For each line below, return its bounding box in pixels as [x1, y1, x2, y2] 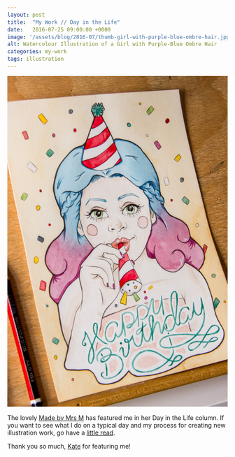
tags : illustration [7, 56, 64, 63]
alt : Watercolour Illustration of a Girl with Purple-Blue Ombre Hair [7, 41, 218, 48]
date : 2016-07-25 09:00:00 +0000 [7, 26, 111, 33]
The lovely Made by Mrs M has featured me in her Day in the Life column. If [7, 413, 225, 422]
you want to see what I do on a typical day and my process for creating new [7, 421, 226, 429]
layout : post [7, 11, 45, 18]
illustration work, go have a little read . [7, 428, 115, 437]
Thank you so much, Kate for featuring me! [7, 442, 131, 450]
